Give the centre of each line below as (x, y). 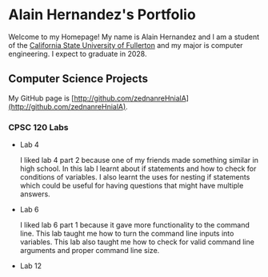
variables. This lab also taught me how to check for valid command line (137, 242)
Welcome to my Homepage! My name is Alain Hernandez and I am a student (134, 37)
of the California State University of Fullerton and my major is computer (126, 45)
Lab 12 (31, 266)
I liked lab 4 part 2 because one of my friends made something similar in (139, 160)
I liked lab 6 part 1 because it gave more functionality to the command (135, 225)
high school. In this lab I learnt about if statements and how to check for (138, 168)
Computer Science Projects (78, 79)
